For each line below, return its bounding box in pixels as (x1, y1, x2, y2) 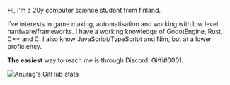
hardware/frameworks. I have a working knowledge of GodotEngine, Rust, (7, 28, 223, 35)
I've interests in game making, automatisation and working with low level (7, 20, 219, 28)
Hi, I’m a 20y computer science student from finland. (7, 6, 161, 14)
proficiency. (7, 42, 42, 50)
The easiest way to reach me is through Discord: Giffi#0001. (7, 56, 184, 64)
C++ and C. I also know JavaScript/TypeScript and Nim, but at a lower (7, 35, 212, 43)
